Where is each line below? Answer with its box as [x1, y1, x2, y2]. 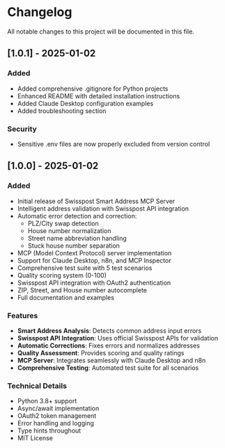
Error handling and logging [17, 419, 94, 428]
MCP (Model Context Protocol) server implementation [17, 248, 172, 257]
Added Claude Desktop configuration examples [17, 99, 154, 107]
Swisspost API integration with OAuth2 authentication [17, 278, 171, 287]
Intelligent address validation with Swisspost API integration [17, 204, 189, 213]
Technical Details [7, 381, 68, 391]
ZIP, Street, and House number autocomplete [17, 285, 148, 294]
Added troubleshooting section [17, 106, 107, 115]
